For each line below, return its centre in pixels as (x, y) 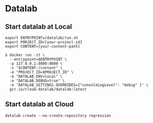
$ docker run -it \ (25, 55)
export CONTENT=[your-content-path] (43, 47)
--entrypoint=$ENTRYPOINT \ (38, 59)
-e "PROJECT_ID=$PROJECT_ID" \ (42, 72)
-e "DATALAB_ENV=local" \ (36, 76)
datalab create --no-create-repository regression (58, 116)
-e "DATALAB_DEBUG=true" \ (37, 81)
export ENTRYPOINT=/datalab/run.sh (42, 38)
